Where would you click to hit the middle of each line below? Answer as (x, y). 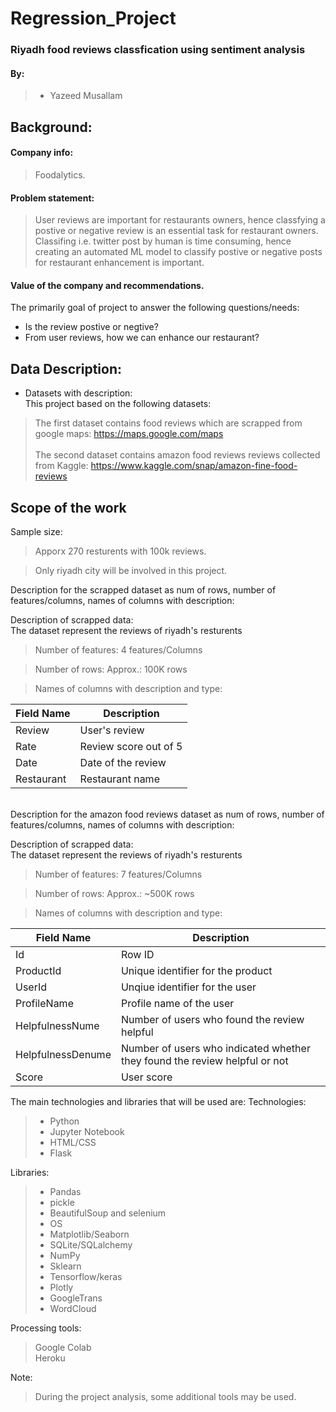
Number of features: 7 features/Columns (118, 874)
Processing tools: (46, 1328)
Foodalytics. (60, 174)
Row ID (137, 954)
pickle (62, 1202)
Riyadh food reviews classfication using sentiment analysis (158, 50)
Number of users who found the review (212, 1019)
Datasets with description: (78, 393)
